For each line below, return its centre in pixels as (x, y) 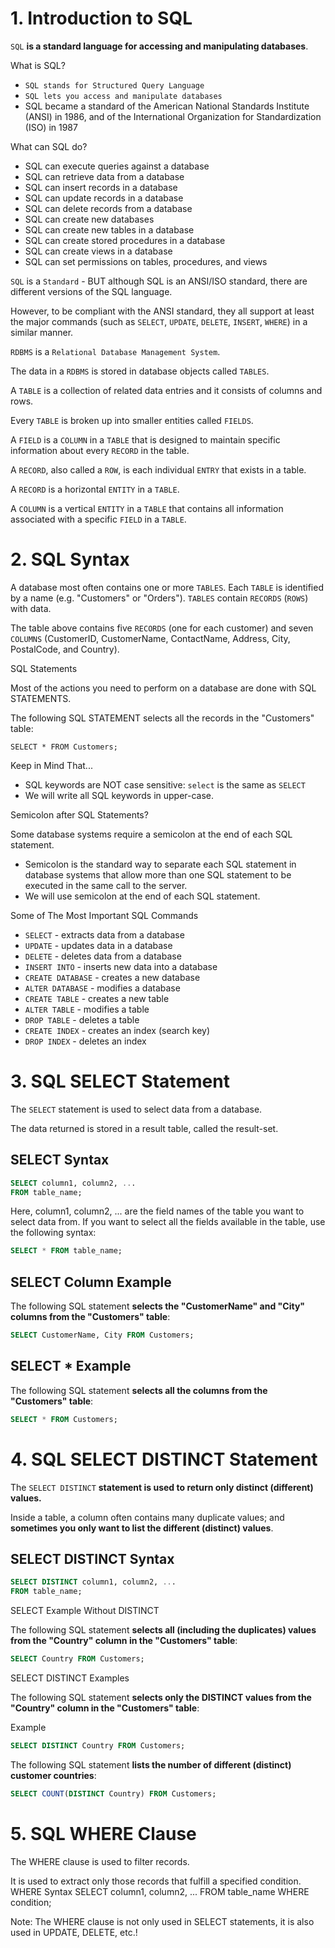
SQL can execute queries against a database (117, 166)
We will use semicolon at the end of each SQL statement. (142, 896)
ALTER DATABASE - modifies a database (102, 988)
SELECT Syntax (60, 1160)
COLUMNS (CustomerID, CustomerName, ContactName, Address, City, (150, 638)
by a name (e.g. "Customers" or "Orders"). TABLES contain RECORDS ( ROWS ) (159, 598)
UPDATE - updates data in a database (98, 945)
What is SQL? (38, 65)
